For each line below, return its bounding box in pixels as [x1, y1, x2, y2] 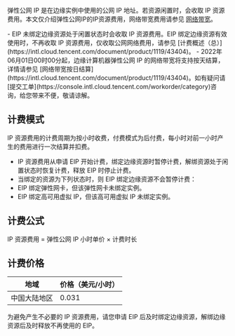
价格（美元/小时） [60, 280, 119, 290]
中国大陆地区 [11, 293, 54, 303]
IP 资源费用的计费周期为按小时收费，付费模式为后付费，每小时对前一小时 [7, 133, 217, 142]
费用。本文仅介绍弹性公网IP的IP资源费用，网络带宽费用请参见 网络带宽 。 [7, 15, 217, 23]
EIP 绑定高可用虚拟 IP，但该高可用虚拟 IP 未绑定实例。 [17, 192, 175, 201]
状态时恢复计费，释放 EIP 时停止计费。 [23, 166, 135, 174]
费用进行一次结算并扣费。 [19, 142, 93, 151]
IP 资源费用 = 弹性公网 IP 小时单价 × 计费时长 [7, 234, 137, 243]
